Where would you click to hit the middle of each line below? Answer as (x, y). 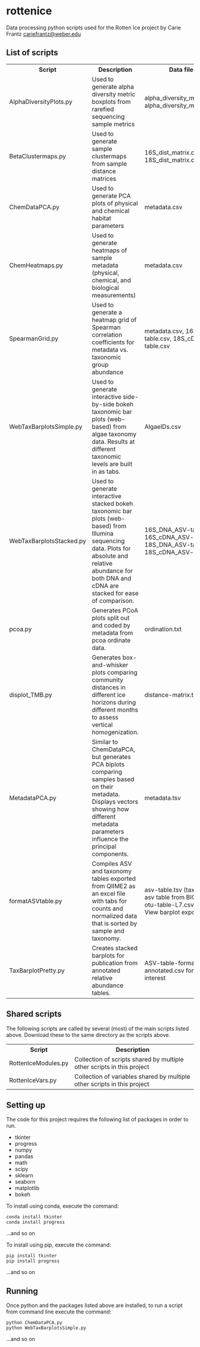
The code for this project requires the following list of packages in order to (97, 1119)
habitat (101, 218)
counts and (107, 908)
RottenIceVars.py (33, 1080)
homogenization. (115, 732)
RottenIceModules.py (39, 1063)
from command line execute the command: (59, 1312)
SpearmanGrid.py (34, 338)
